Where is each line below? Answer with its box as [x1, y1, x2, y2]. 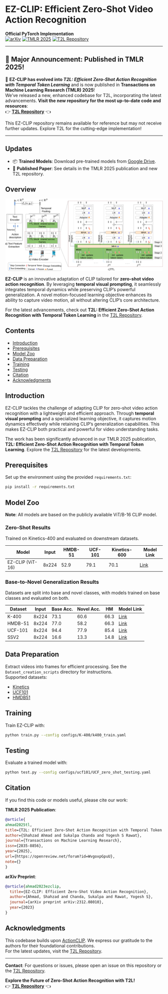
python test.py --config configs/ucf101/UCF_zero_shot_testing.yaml [5, 770, 151, 775]
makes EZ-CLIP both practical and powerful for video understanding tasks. [5, 426, 159, 432]
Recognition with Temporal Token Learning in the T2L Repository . [5, 312, 143, 318]
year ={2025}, [5, 849, 32, 854]
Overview [5, 185, 36, 194]
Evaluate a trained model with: [5, 759, 67, 766]
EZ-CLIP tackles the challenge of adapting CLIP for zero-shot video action [5, 405, 158, 411]
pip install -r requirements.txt [5, 484, 75, 490]
